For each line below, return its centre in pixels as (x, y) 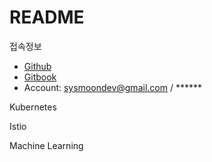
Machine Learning (46, 145)
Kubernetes (33, 107)
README (47, 17)
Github (37, 66)
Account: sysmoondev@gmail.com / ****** (112, 87)
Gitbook (40, 77)
